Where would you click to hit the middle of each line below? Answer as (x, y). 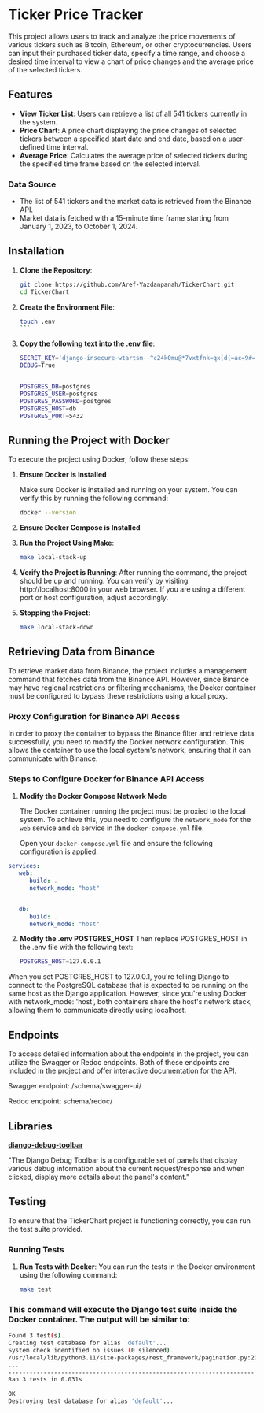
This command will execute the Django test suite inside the (123, 1309)
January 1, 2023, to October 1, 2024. (79, 227)
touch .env (37, 321)
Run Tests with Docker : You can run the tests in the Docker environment (137, 1267)
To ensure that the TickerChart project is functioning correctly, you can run (130, 1220)
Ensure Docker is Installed (63, 475)
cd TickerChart (44, 292)
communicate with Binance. (53, 758)
